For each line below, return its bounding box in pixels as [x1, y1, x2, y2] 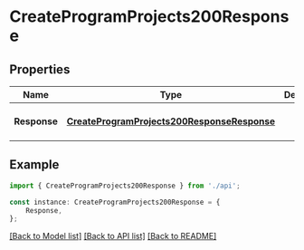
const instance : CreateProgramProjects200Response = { [9, 197, 221, 207]
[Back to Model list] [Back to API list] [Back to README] [9, 231, 217, 242]
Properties [9, 62, 71, 77]
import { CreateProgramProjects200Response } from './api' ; [9, 181, 242, 190]
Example [9, 157, 60, 173]
